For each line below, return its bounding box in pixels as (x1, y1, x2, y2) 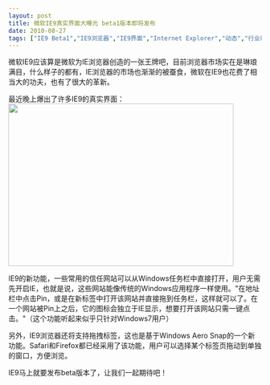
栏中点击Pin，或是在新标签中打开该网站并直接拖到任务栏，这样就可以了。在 (8, 294, 259, 303)
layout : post (8, 11, 52, 20)
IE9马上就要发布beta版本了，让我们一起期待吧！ (8, 368, 168, 378)
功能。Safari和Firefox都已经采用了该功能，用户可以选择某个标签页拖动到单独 (8, 341, 262, 351)
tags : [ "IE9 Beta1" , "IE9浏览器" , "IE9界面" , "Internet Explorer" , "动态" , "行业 (8, 34, 260, 43)
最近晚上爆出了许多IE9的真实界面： (8, 94, 125, 104)
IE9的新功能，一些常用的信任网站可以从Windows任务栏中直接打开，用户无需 (8, 274, 261, 283)
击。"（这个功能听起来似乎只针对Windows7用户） (8, 314, 174, 323)
